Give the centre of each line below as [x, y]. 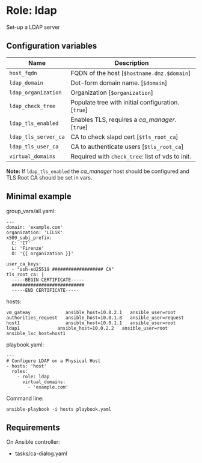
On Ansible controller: [33, 442]
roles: [20, 371]
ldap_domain [26, 83]
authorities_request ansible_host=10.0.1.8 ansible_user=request [95, 318]
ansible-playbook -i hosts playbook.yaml [59, 409]
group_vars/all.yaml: [31, 211]
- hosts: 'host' [26, 366]
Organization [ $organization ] [112, 92]
